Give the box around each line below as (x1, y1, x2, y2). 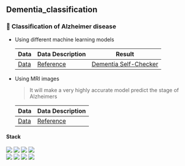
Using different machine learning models (14, 35, 114, 43)
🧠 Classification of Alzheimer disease (6, 22, 117, 31)
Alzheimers (29, 93, 58, 100)
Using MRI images (14, 75, 59, 82)
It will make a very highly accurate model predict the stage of (29, 86, 179, 93)
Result (115, 50, 135, 58)
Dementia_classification (6, 5, 98, 15)
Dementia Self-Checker (91, 60, 158, 68)
